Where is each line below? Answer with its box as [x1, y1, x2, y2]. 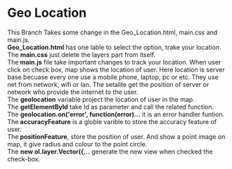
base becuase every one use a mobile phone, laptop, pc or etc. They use [7, 72, 219, 81]
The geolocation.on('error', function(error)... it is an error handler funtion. [7, 110, 225, 119]
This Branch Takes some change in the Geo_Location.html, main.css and [7, 28, 218, 36]
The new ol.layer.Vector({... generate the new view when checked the [7, 147, 213, 156]
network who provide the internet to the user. [7, 88, 138, 96]
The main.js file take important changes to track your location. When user [7, 58, 221, 66]
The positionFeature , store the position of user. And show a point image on [7, 132, 226, 141]
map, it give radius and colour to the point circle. [7, 140, 148, 148]
